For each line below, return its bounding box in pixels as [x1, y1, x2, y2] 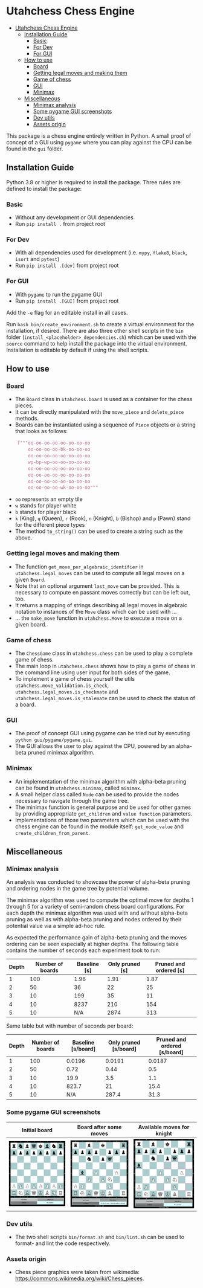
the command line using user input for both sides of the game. [14, 669, 170, 676]
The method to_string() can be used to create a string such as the [14, 527, 183, 535]
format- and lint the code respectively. [14, 1240, 111, 1247]
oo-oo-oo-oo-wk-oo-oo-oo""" [28, 485, 98, 491]
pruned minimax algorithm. [27, 749, 95, 756]
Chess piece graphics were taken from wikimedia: [14, 1269, 140, 1276]
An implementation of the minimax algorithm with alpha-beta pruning [14, 778, 187, 785]
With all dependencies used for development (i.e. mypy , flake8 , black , [14, 249, 187, 256]
